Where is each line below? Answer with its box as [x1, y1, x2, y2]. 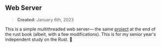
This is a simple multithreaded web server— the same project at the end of [5, 26, 156, 32]
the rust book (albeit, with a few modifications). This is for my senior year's [5, 31, 156, 37]
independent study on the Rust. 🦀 [5, 36, 72, 42]
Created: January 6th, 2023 [17, 16, 74, 22]
